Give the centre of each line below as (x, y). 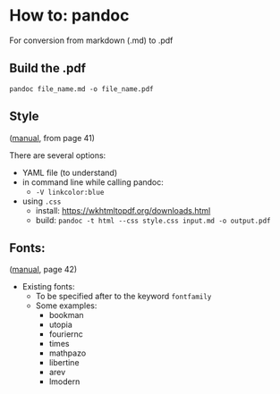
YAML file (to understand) (70, 172)
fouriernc (66, 334)
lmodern (64, 381)
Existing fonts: (48, 287)
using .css (42, 201)
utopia (61, 325)
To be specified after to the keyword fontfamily (123, 297)
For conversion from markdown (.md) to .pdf (91, 40)
